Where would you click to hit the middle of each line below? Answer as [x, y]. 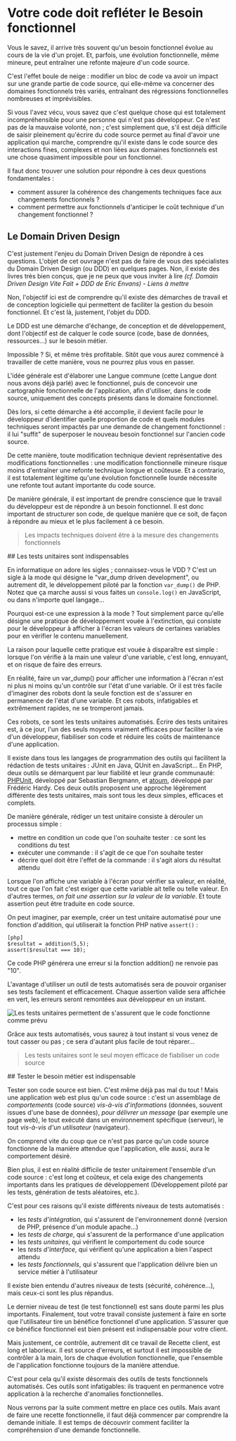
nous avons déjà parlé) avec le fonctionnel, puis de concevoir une [103, 383]
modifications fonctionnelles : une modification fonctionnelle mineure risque [117, 462]
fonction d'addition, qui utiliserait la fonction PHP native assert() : [103, 924]
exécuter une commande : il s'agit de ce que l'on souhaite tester [110, 852]
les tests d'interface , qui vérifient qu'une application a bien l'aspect [115, 1249]
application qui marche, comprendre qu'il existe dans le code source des [113, 142]
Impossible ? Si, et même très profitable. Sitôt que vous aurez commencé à [116, 354]
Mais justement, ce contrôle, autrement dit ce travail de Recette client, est [114, 1342]
